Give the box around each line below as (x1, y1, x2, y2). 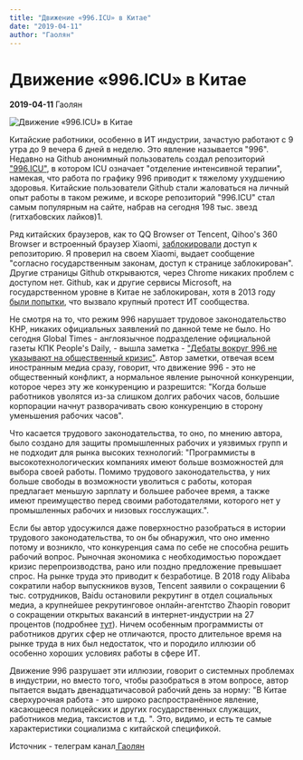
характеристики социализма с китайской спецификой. (9, 723, 222, 735)
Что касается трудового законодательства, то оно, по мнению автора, (9, 428, 283, 439)
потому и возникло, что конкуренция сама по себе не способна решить (9, 541, 289, 553)
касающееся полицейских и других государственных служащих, (9, 704, 261, 715)
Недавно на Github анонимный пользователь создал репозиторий (9, 153, 265, 164)
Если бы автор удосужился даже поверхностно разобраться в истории (9, 522, 287, 533)
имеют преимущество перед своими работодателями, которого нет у (9, 495, 280, 506)
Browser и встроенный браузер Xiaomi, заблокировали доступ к (9, 239, 258, 249)
